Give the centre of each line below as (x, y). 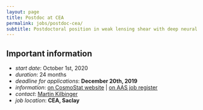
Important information (49, 53)
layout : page (23, 12)
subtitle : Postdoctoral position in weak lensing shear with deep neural (102, 29)
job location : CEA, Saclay (47, 100)
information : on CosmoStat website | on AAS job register (86, 88)
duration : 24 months (41, 75)
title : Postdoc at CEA (35, 18)
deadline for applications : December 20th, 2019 (76, 81)
